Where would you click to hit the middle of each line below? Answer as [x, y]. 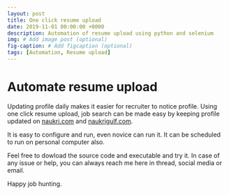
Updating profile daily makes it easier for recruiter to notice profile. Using [112, 106]
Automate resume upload [82, 87]
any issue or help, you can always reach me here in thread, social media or [114, 163]
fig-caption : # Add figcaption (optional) [70, 46]
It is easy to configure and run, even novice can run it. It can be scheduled [114, 134]
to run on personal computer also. [56, 142]
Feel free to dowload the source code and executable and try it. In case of [113, 155]
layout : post [26, 14]
